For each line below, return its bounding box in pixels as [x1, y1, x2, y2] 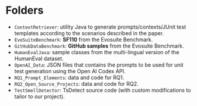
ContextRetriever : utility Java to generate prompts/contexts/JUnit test [14, 23, 186, 30]
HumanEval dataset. [14, 55, 64, 62]
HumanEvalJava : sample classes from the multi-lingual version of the [14, 48, 180, 55]
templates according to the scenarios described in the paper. [14, 29, 164, 36]
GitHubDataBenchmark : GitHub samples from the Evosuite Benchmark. [14, 42, 185, 49]
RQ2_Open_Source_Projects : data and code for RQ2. [14, 80, 139, 87]
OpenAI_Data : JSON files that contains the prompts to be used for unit [14, 61, 184, 68]
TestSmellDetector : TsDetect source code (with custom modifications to [14, 86, 191, 93]
